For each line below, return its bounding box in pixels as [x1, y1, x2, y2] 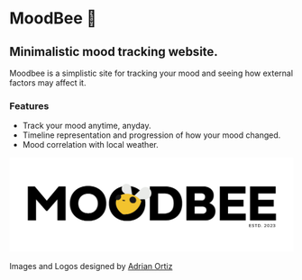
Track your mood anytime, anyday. [22, 121, 151, 131]
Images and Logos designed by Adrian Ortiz [9, 261, 173, 272]
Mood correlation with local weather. [22, 140, 160, 150]
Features [9, 99, 50, 112]
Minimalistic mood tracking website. [9, 44, 218, 59]
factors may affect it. [9, 77, 87, 88]
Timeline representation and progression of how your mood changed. [22, 130, 281, 140]
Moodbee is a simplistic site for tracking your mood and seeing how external [9, 68, 294, 78]
